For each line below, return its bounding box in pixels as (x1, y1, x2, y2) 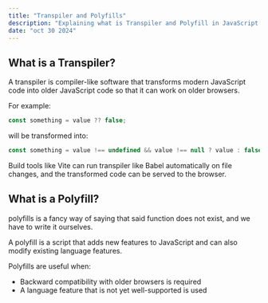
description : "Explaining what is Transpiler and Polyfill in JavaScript (8, 19, 259, 27)
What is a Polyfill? (8, 192, 100, 206)
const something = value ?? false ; (8, 116, 127, 124)
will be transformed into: (8, 131, 89, 140)
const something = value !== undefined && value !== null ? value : (8, 147, 241, 155)
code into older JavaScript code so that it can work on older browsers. (8, 85, 241, 96)
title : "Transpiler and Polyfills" (8, 11, 127, 20)
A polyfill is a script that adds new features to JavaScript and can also (8, 237, 238, 247)
